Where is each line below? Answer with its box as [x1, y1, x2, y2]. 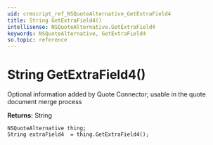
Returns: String [7, 111, 53, 120]
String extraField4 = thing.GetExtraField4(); [7, 131, 150, 138]
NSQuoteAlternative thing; [7, 125, 86, 132]
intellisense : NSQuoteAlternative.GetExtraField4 [7, 23, 156, 30]
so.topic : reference [7, 37, 68, 44]
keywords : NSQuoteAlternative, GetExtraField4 [7, 30, 146, 37]
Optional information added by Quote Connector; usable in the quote [7, 90, 206, 99]
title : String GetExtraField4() [7, 17, 102, 24]
